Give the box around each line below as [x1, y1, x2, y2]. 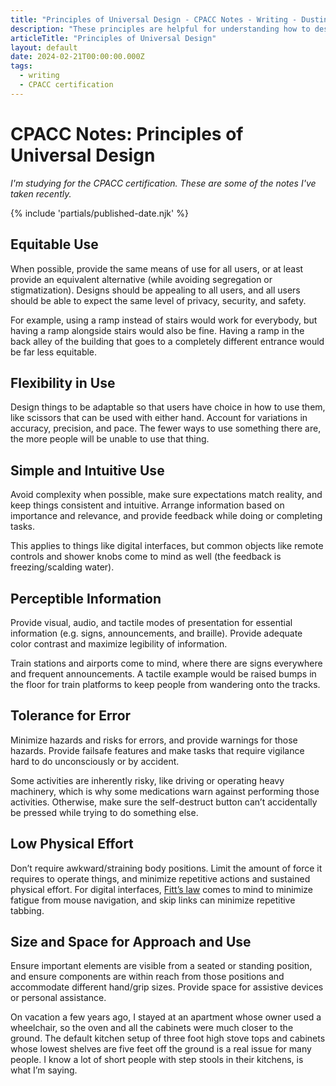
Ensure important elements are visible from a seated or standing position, [10, 960, 313, 972]
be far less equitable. [10, 346, 98, 358]
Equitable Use [10, 236, 99, 253]
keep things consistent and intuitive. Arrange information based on [10, 499, 285, 511]
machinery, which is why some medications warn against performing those [10, 785, 320, 797]
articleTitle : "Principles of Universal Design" [10, 33, 217, 43]
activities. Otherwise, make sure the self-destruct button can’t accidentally [10, 796, 318, 808]
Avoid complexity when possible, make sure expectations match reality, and [10, 489, 323, 501]
